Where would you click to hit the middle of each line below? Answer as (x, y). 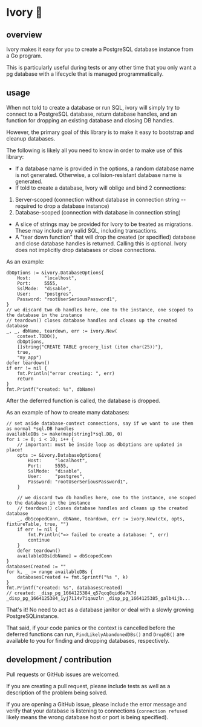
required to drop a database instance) (62, 206)
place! (15, 450)
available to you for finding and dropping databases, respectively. (88, 640)
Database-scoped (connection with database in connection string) (98, 212)
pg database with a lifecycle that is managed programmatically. (85, 74)
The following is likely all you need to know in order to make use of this (94, 150)
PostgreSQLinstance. (33, 616)
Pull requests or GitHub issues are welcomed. (63, 674)
